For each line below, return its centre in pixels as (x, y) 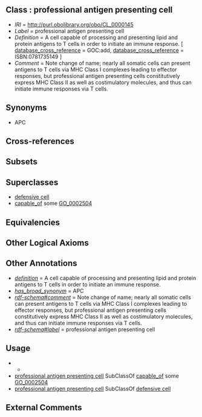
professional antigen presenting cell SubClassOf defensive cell (93, 389)
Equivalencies (33, 222)
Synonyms (26, 108)
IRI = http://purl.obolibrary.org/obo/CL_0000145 (74, 24)
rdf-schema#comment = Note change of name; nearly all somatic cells (103, 297)
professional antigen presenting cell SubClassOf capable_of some (96, 376)
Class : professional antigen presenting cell (89, 10)
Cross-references (40, 141)
